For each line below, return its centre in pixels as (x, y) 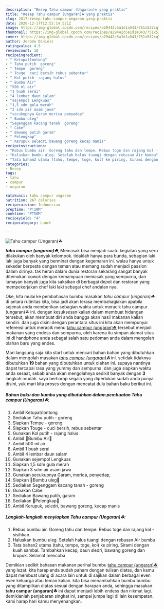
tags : (11, 173)
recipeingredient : (24, 55)
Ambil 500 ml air (29, 443)
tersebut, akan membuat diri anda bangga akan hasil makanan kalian (74, 317)
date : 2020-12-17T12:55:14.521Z (38, 23)
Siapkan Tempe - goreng (37, 423)
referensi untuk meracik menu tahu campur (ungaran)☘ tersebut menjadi (79, 327)
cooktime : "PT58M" (24, 214)
